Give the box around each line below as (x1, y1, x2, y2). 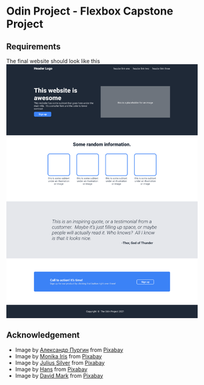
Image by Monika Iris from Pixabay (15, 352, 102, 359)
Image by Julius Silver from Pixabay (15, 359, 105, 366)
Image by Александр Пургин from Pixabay (15, 346, 123, 353)
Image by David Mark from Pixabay (15, 372, 103, 379)
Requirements (6, 41, 61, 52)
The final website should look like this (6, 58, 100, 64)
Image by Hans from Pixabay (15, 366, 88, 373)
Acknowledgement (6, 330, 80, 341)
